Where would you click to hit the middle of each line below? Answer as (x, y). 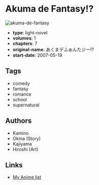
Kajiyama (22, 144)
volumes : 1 (24, 38)
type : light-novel (30, 32)
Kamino (21, 133)
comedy (21, 83)
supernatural (26, 105)
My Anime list (27, 177)
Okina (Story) (27, 138)
